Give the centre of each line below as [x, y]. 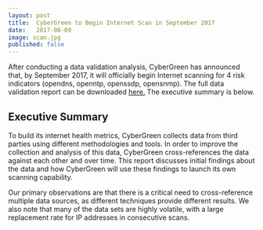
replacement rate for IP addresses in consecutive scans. [99, 217]
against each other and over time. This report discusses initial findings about [131, 160]
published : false [36, 45]
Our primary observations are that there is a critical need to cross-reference [130, 192]
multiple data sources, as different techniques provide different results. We [128, 200]
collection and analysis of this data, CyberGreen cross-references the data [128, 152]
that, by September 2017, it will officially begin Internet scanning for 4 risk [126, 75]
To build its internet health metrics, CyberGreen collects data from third [123, 135]
